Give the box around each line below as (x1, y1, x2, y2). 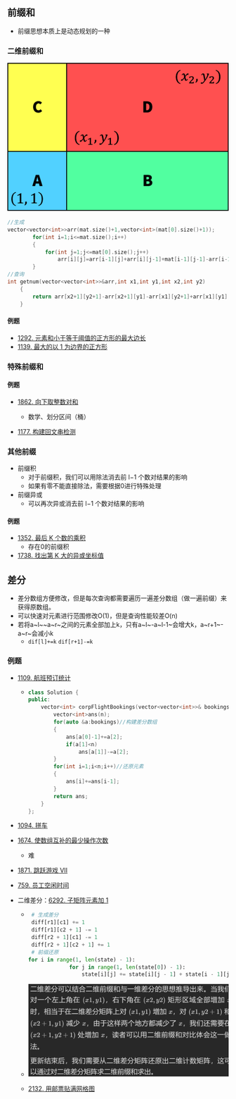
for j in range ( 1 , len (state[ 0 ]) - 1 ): (69, 964, 186, 971)
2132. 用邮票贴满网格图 (27, 1084, 95, 1093)
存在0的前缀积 (27, 542, 70, 551)
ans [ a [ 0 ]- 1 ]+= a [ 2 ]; (65, 733, 123, 740)
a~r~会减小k (17, 629, 54, 638)
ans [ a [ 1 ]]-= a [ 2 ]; (78, 748, 129, 755)
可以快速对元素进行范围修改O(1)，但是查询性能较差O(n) (17, 611, 178, 620)
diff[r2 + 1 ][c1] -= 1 (31, 934, 98, 941)
